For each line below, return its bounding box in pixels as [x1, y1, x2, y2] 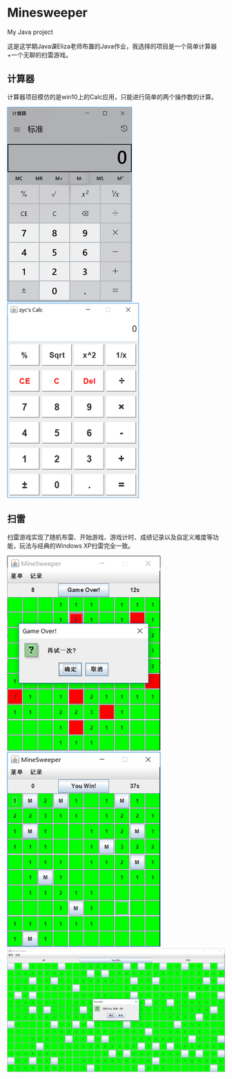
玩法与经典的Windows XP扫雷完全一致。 [19, 542, 135, 550]
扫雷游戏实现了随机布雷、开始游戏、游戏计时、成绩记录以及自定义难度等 [7, 533, 213, 541]
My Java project [7, 28, 53, 36]
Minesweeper [7, 5, 88, 21]
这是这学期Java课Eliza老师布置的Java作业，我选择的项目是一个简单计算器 [7, 42, 217, 50]
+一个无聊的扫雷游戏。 [7, 51, 72, 59]
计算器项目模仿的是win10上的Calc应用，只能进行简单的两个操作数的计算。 [7, 92, 217, 101]
